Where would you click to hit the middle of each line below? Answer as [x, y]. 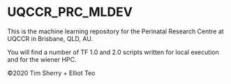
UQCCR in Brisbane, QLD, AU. [50, 38]
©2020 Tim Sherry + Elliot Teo [51, 73]
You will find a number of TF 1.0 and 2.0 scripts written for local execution [113, 52]
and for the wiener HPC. [42, 59]
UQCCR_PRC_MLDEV [70, 12]
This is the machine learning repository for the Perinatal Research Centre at [116, 31]
